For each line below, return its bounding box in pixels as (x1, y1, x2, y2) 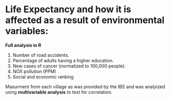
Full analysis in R (5, 42, 42, 48)
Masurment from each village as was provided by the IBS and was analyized (5, 83, 165, 90)
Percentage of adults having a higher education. (12, 57, 114, 63)
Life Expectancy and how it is (5, 4, 131, 15)
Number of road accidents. (12, 52, 70, 58)
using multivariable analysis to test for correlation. (5, 89, 113, 95)
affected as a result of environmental (5, 14, 164, 26)
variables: (5, 26, 49, 37)
